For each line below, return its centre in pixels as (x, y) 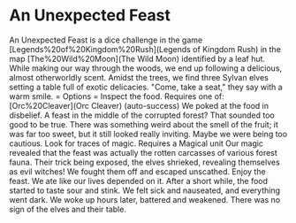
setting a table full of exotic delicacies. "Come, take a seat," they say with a (146, 87)
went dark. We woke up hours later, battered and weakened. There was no (145, 199)
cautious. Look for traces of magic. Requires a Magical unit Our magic (136, 143)
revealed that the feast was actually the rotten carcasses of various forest (144, 152)
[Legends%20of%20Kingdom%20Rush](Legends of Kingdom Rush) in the (145, 49)
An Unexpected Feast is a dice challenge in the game (106, 40)
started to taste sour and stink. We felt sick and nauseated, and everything (145, 190)
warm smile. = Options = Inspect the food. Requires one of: (117, 96)
